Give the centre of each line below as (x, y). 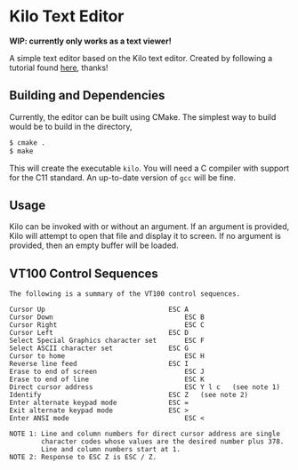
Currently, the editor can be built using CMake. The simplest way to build (143, 116)
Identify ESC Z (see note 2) (129, 395)
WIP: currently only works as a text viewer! (90, 41)
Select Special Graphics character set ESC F (107, 341)
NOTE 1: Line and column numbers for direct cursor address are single (145, 434)
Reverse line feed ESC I (99, 364)
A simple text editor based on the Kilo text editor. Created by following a (141, 58)
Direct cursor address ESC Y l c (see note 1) (145, 387)
